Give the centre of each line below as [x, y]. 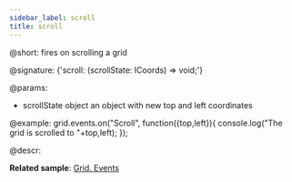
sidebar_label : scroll [52, 18]
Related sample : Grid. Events [65, 167]
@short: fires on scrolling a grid [68, 52]
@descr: [25, 150]
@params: [29, 87]
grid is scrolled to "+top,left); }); [69, 132]
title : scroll [36, 26]
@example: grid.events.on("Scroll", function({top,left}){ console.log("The [146, 123]
